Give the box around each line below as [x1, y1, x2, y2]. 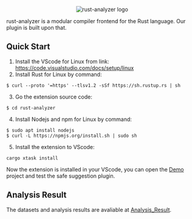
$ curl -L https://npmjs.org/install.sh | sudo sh [6, 133, 137, 139]
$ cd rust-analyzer [6, 105, 56, 111]
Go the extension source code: [15, 93, 92, 100]
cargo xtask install [6, 155, 59, 161]
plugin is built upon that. [6, 24, 67, 31]
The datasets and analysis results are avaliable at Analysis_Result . [6, 206, 172, 213]
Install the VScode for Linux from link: [15, 58, 109, 65]
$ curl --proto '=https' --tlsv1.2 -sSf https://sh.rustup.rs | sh [6, 82, 181, 88]
